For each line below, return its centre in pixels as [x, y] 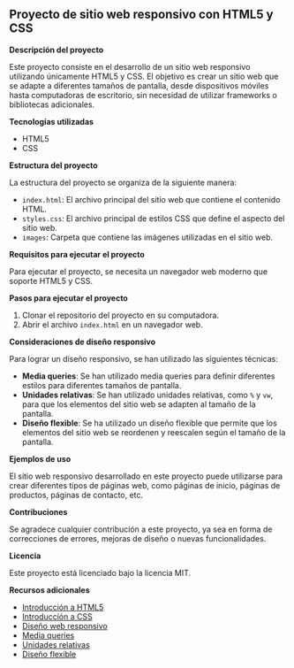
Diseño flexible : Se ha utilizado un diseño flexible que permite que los [150, 423]
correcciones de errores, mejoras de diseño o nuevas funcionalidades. [138, 538]
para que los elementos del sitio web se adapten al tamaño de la [139, 404]
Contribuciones [38, 511]
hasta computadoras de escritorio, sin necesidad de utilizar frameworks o [143, 95]
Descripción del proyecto [57, 50]
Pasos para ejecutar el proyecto [68, 298]
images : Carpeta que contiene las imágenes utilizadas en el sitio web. [147, 237]
